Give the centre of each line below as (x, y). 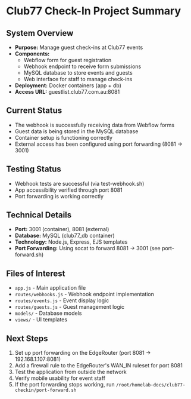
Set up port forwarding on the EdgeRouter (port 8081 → (83, 353)
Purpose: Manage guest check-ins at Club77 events (79, 47)
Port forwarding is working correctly (59, 196)
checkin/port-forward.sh (46, 390)
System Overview (40, 33)
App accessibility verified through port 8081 (69, 190)
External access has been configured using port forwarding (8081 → (98, 144)
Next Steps (27, 338)
